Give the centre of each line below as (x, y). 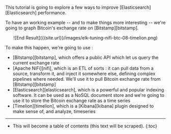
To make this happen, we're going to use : (49, 47)
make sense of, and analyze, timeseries (54, 111)
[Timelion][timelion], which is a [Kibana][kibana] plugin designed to (83, 106)
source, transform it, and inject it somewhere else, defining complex (84, 74)
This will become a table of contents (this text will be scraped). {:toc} (85, 126)
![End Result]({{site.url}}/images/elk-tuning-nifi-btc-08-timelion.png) (85, 38)
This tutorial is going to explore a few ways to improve (62, 7)
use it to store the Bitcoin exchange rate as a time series (72, 100)
